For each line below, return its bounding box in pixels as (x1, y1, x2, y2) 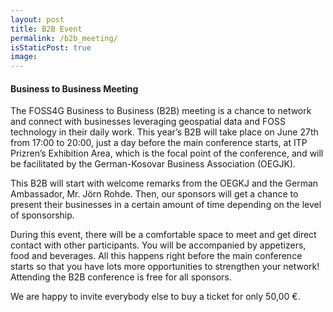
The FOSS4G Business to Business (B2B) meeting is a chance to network (10, 105, 312, 117)
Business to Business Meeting (10, 82, 139, 95)
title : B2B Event (10, 24, 83, 34)
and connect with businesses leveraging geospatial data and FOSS (10, 116, 286, 128)
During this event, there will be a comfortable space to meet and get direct (10, 229, 317, 241)
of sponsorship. (10, 209, 75, 221)
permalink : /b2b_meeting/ (10, 33, 118, 43)
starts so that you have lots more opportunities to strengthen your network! (10, 261, 320, 273)
